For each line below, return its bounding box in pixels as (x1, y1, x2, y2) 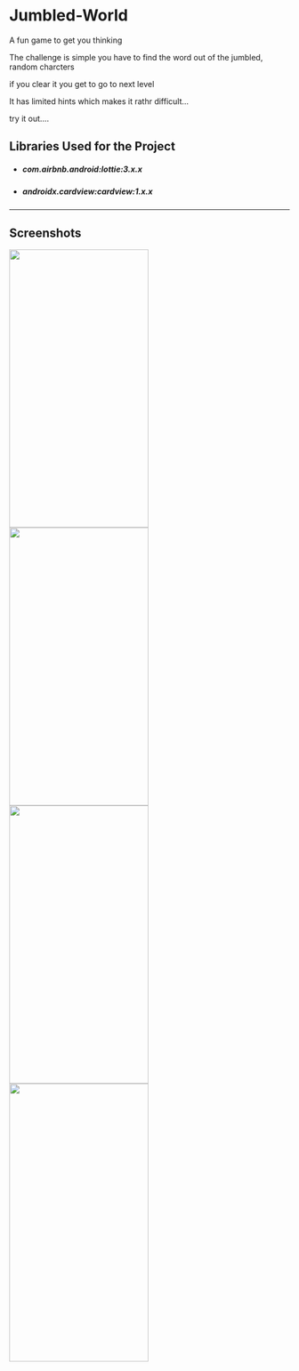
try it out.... (9, 113, 50, 124)
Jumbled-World (9, 5, 129, 26)
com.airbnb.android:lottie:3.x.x (21, 164, 142, 174)
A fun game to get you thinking (9, 35, 123, 45)
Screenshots (9, 226, 82, 241)
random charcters (9, 61, 76, 72)
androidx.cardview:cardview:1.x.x (21, 186, 153, 197)
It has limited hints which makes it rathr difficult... (9, 95, 190, 107)
